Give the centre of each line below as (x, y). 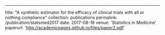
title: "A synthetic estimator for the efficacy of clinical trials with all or (75, 12)
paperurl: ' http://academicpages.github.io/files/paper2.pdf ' (65, 28)
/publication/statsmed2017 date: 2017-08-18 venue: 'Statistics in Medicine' (81, 23)
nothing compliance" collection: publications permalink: (61, 17)
